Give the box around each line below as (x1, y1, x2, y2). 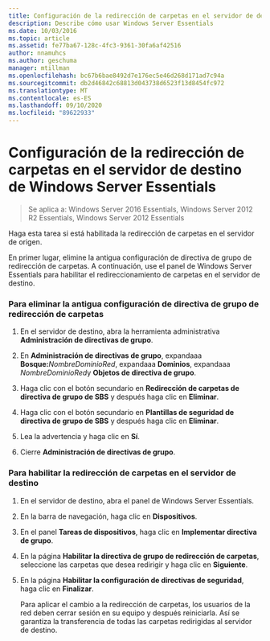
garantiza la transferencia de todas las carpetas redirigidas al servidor (19, 616, 252, 626)
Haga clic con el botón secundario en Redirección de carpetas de (19, 384, 239, 393)
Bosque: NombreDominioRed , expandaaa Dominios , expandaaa (19, 360, 231, 369)
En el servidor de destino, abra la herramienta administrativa (19, 327, 220, 336)
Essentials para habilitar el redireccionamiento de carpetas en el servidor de (8, 269, 260, 279)
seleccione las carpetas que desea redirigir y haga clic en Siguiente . (19, 560, 248, 569)
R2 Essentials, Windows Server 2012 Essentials (27, 212, 185, 222)
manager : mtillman (8, 64, 70, 72)
